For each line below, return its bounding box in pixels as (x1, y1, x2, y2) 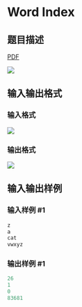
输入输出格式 (7, 88, 63, 100)
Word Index (7, 4, 75, 20)
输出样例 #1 (7, 259, 45, 269)
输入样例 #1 (7, 205, 45, 215)
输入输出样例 (7, 183, 63, 195)
